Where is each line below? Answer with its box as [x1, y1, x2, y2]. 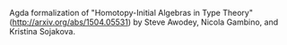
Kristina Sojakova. [9, 26, 76, 36]
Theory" [222, 8, 254, 18]
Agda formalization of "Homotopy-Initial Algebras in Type [9, 8, 222, 18]
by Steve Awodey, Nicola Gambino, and [133, 17, 279, 27]
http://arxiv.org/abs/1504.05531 [12, 17, 128, 27]
